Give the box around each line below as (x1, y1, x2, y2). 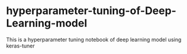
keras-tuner (6, 42, 36, 49)
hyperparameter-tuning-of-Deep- (6, 4, 176, 18)
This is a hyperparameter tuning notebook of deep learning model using (6, 36, 182, 43)
